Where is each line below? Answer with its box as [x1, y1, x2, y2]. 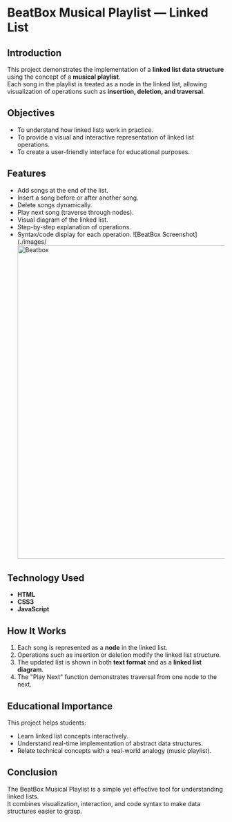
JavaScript [17, 605, 50, 613]
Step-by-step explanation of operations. [17, 222, 131, 231]
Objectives [7, 107, 55, 119]
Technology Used [7, 572, 85, 584]
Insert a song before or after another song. [17, 193, 139, 202]
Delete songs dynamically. [17, 200, 93, 209]
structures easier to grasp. [7, 807, 83, 815]
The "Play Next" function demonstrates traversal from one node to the [17, 673, 217, 681]
